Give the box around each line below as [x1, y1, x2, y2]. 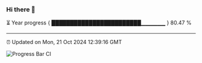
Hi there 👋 [6, 5, 36, 14]
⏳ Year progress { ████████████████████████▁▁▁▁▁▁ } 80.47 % [6, 19, 192, 26]
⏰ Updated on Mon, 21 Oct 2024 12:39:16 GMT [6, 39, 122, 46]
